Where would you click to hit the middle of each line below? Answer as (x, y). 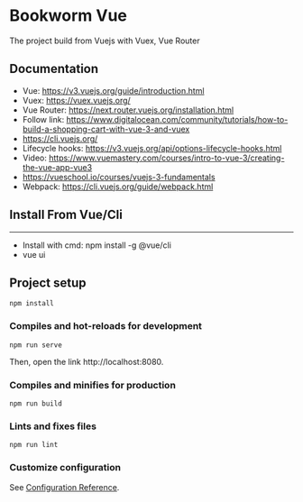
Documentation (54, 69)
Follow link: (43, 119)
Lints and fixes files (53, 426)
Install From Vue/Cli (66, 215)
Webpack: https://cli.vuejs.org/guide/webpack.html (118, 187)
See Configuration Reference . (64, 487)
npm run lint (34, 445)
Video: (35, 158)
